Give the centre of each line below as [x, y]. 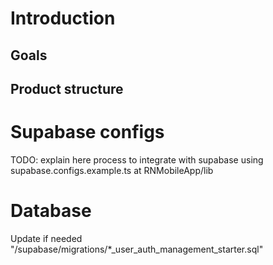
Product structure [67, 88]
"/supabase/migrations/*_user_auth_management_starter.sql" [137, 249]
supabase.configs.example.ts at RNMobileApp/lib [112, 170]
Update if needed [46, 238]
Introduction [63, 18]
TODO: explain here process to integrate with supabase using [137, 159]
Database [51, 211]
